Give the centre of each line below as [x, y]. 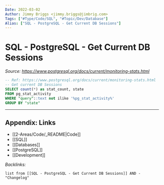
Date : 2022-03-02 [23, 10]
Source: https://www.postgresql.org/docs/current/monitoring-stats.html [77, 71]
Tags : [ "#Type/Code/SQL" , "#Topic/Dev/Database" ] [57, 19]
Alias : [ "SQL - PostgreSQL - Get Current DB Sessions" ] [63, 23]
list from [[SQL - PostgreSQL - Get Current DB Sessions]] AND [71, 174]
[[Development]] [29, 155]
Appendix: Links [31, 123]
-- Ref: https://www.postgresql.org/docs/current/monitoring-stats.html [81, 80]
